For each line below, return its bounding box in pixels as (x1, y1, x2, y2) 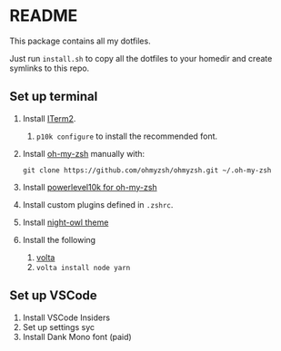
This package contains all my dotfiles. (9, 35, 152, 46)
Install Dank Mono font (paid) (22, 331, 132, 342)
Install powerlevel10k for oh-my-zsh (22, 181, 157, 192)
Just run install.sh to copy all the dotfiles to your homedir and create (9, 53, 273, 63)
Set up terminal (9, 89, 98, 104)
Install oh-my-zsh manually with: (22, 148, 146, 159)
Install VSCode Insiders (22, 312, 111, 323)
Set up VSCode (9, 288, 97, 304)
